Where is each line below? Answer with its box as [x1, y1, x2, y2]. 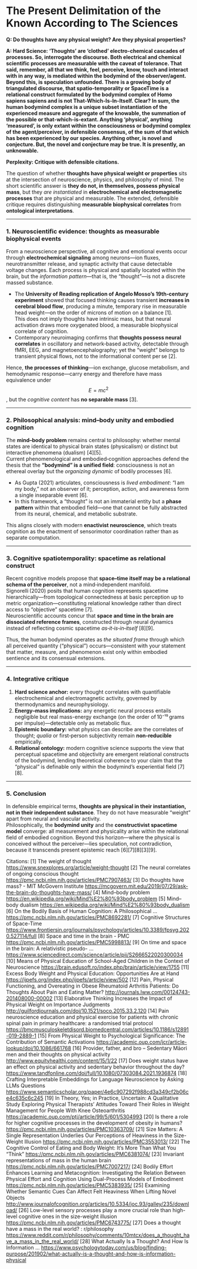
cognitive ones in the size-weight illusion [18, 1213, 117, 1220]
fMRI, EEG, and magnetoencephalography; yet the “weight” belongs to [14, 347, 185, 354]
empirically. [14, 738, 43, 745]
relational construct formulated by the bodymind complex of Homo [6, 91, 172, 98]
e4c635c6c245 [6, 1095, 44, 1102]
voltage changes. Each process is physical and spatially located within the [6, 267, 186, 274]
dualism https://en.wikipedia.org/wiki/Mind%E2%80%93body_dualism [19, 901, 190, 908]
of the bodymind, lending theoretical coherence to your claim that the [14, 756, 183, 764]
